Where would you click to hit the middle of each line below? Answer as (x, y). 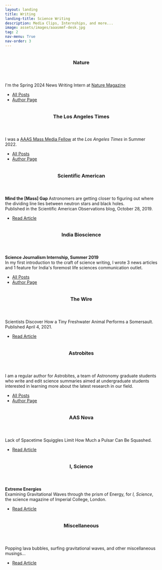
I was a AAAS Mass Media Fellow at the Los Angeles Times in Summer (75, 139)
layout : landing (21, 9)
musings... (15, 553)
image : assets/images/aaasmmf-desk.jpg (45, 28)
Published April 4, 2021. (29, 327)
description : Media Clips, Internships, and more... (59, 23)
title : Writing (20, 14)
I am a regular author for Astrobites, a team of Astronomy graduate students (81, 376)
